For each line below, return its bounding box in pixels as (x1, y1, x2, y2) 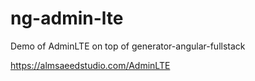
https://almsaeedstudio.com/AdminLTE (10, 59, 171, 71)
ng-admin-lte (10, 7, 124, 30)
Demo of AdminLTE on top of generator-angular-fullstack (10, 40, 246, 52)
